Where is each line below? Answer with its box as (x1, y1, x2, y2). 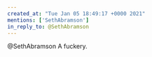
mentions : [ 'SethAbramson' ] (7, 17, 90, 24)
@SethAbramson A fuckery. (7, 42, 88, 51)
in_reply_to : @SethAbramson (7, 23, 90, 30)
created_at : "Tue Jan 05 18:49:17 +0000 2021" (7, 10, 146, 17)
